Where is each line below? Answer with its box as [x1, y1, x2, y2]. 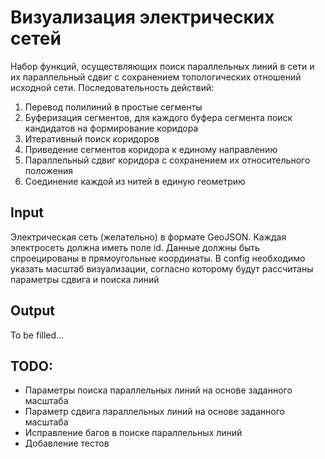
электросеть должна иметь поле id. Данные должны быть [10, 241, 260, 253]
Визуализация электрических [10, 6, 275, 29]
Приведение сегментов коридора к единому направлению [24, 143, 278, 155]
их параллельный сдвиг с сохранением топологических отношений [10, 71, 302, 83]
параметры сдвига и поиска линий [10, 273, 160, 285]
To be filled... [10, 329, 65, 341]
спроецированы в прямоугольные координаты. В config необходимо [10, 252, 306, 264]
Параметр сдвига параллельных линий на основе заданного [24, 406, 285, 418]
